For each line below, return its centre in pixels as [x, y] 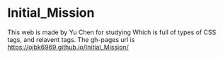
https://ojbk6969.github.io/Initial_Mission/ [68, 47]
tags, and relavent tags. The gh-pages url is [71, 39]
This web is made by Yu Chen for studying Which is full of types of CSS [112, 32]
